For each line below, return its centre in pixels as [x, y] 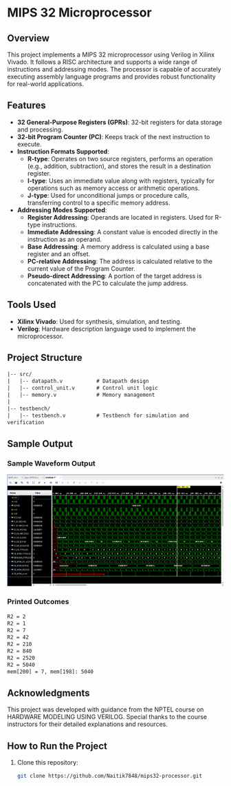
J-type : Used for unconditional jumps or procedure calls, [108, 195]
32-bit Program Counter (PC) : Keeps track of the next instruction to [113, 136]
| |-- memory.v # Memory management [81, 395]
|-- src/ [20, 374]
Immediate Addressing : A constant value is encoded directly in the [123, 231]
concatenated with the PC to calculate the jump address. [108, 283]
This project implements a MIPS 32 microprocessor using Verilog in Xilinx [111, 54]
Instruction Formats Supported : [63, 151]
